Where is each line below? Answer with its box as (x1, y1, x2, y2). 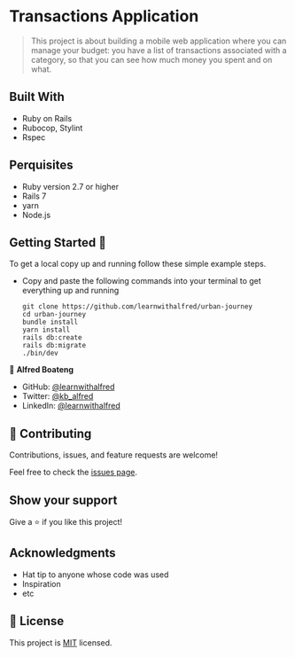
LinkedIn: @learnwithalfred (21, 401, 121, 411)
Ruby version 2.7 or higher (21, 181, 120, 192)
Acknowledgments (9, 545, 117, 560)
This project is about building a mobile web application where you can (30, 35, 287, 46)
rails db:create (21, 333, 82, 342)
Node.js (21, 209, 51, 220)
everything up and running (21, 285, 120, 296)
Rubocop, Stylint (21, 122, 83, 133)
